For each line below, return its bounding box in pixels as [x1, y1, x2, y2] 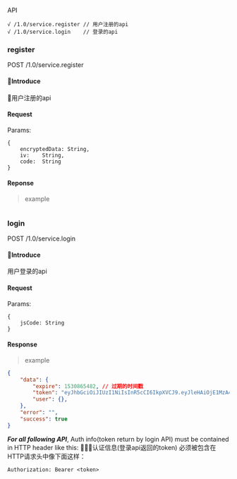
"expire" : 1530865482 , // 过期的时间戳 [32, 382, 143, 390]
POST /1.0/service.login [7, 234, 76, 243]
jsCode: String [20, 319, 65, 327]
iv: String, [20, 152, 65, 159]
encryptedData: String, [20, 145, 90, 152]
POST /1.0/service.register [7, 61, 84, 69]
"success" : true [20, 416, 68, 423]
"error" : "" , [20, 409, 59, 416]
